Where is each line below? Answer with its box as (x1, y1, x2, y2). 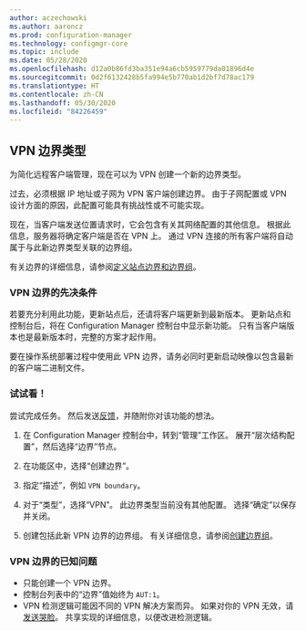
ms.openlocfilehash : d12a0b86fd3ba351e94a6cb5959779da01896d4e (9, 65, 255, 74)
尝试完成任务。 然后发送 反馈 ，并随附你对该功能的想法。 (9, 410, 219, 421)
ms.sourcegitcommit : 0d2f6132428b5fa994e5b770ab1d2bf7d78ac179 (9, 73, 255, 82)
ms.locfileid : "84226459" (9, 107, 107, 116)
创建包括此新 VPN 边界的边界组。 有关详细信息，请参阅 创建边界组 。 (22, 530, 278, 541)
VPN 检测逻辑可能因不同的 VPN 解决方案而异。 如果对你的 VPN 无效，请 (22, 600, 294, 611)
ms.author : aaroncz (9, 22, 84, 31)
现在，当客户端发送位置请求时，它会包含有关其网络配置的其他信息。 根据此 (9, 219, 291, 230)
